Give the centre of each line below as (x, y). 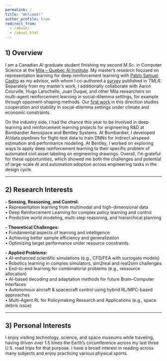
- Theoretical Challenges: (32, 227)
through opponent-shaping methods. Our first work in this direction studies (82, 102)
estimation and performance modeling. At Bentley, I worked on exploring (79, 143)
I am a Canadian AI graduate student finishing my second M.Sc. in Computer (83, 65)
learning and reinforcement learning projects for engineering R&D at (75, 127)
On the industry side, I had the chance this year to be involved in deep (77, 122)
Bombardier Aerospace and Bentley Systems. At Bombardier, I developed (80, 133)
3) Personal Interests (38, 326)
